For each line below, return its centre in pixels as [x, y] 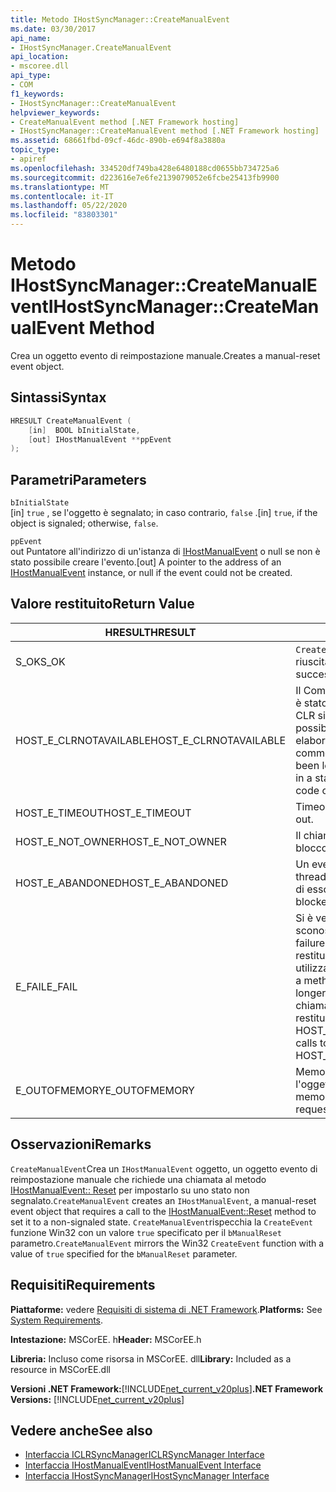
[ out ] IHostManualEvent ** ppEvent [100, 439]
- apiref [28, 159]
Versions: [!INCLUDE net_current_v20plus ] [97, 1399]
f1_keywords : [37, 94]
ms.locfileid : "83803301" [64, 215]
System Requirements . [57, 1320]
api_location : [40, 57]
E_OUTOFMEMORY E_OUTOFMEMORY [105, 1090]
